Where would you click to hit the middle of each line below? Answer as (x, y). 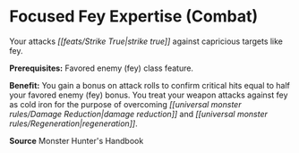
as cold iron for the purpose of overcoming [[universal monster (125, 104)
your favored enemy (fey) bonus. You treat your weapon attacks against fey (149, 95)
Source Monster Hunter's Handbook (77, 140)
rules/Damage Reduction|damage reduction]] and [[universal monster (139, 114)
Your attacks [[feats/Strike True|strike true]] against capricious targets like (146, 41)
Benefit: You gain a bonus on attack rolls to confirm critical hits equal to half (150, 85)
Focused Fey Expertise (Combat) (133, 17)
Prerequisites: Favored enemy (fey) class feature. (102, 68)
